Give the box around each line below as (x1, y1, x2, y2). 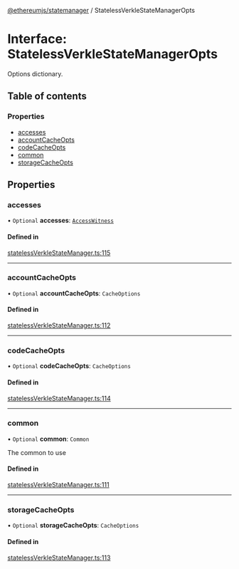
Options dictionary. (7, 69, 63, 78)
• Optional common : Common (7, 434, 90, 443)
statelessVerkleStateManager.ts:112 (7, 321, 111, 330)
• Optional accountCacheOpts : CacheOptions (7, 288, 141, 298)
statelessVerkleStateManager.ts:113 (7, 553, 111, 562)
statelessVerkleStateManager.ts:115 (7, 249, 111, 257)
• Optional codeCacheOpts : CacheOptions (7, 362, 132, 370)
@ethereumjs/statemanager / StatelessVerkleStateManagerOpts (7, 6, 196, 14)
